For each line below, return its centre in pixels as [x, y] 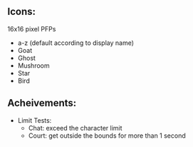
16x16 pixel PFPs [32, 29]
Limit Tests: [35, 120]
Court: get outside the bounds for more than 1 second [107, 136]
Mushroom [33, 65]
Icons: [21, 12]
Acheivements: [42, 103]
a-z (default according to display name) [75, 43]
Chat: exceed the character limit [75, 128]
